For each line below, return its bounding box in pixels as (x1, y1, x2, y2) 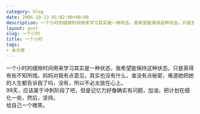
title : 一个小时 (6, 36, 43, 42)
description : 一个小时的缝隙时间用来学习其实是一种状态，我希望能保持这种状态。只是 (6, 20, 192, 26)
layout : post (6, 25, 39, 31)
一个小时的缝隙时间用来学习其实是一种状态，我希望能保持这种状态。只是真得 (6, 64, 194, 71)
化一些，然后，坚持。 (6, 94, 58, 101)
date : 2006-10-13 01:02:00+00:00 (6, 14, 89, 20)
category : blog (6, 8, 44, 15)
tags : (6, 42, 20, 48)
